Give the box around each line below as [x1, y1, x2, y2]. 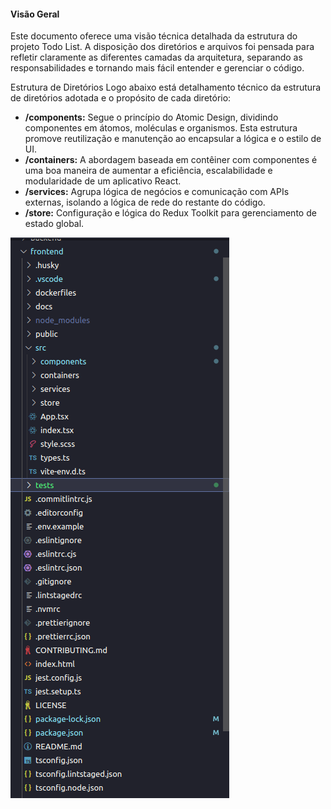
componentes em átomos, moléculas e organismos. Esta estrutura [24, 122, 298, 134]
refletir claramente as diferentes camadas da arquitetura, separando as [10, 51, 303, 64]
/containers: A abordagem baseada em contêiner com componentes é [24, 154, 318, 166]
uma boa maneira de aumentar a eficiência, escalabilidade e [24, 165, 273, 177]
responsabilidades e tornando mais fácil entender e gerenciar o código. [10, 62, 305, 74]
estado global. [24, 218, 85, 230]
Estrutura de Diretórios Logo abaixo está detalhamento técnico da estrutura [10, 81, 322, 94]
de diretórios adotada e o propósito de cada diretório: [10, 92, 232, 104]
